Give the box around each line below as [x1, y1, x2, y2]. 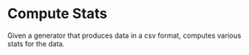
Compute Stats [7, 5, 108, 23]
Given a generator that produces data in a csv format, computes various [7, 31, 242, 40]
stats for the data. [7, 38, 65, 48]
